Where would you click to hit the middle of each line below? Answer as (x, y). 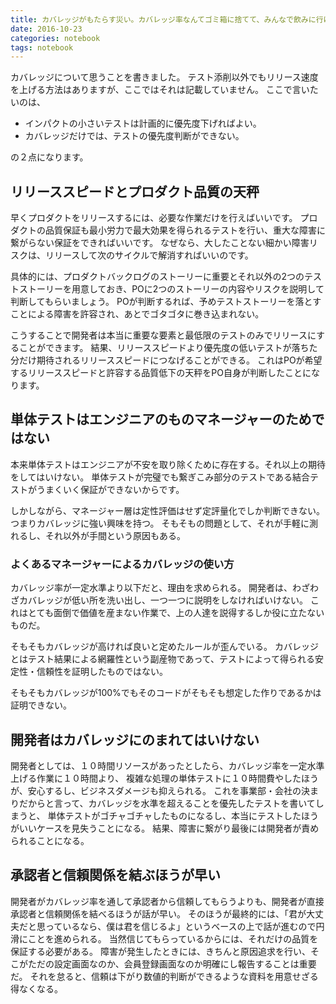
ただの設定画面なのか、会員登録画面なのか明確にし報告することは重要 (172, 963)
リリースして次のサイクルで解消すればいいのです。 (149, 255)
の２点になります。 (49, 157)
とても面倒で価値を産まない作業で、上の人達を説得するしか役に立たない (176, 613)
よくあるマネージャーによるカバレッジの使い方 (122, 564)
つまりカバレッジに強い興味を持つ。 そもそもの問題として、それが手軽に (160, 523)
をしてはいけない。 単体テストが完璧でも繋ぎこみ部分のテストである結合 (160, 477)
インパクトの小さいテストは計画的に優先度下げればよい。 (143, 123)
